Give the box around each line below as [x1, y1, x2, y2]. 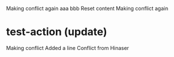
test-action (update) [6, 26, 107, 38]
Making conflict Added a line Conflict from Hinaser [6, 44, 129, 51]
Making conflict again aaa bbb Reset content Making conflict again [6, 5, 169, 12]
